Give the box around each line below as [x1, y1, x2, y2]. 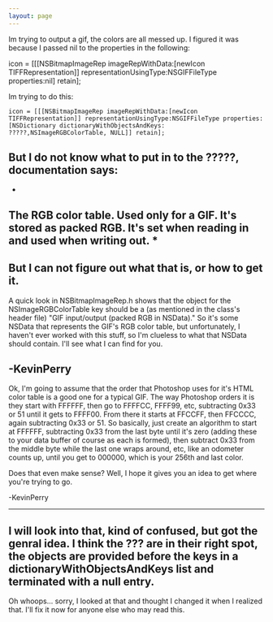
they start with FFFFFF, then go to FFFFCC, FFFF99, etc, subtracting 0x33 [8, 401, 256, 411]
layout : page [8, 11, 53, 20]
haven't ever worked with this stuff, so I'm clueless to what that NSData [8, 330, 248, 339]
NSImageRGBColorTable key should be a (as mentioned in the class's [8, 304, 240, 313]
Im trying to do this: [8, 91, 74, 102]
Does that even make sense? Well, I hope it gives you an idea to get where [8, 469, 258, 478]
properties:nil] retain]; [8, 76, 81, 85]
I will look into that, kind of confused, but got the [8, 524, 258, 538]
